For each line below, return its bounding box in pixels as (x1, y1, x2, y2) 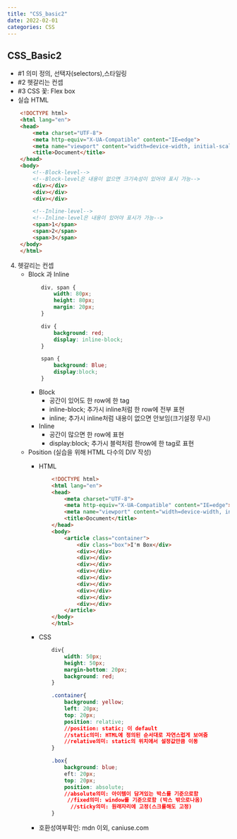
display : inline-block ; (53, 336, 123, 343)
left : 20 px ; (63, 706, 99, 713)
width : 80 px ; (53, 290, 92, 297)
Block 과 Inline (28, 270, 70, 278)
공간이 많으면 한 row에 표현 (49, 430, 125, 439)
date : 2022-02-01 (7, 17, 59, 24)
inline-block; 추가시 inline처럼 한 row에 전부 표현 (49, 405, 185, 413)
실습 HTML (17, 96, 49, 105)
